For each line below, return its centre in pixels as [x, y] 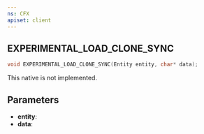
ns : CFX [19, 14]
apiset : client [29, 20]
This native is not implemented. [52, 78]
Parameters [33, 99]
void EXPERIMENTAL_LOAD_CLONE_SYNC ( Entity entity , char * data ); [103, 65]
